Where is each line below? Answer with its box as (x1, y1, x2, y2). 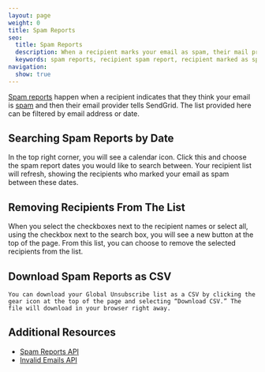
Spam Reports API (19, 347, 80, 356)
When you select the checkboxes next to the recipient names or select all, (8, 222, 248, 231)
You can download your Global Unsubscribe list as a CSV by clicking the (8, 291, 256, 299)
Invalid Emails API (19, 355, 77, 364)
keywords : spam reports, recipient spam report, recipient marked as (15, 56, 248, 64)
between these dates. (8, 178, 79, 187)
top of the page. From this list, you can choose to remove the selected (8, 239, 237, 248)
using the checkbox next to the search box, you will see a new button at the (8, 230, 254, 239)
